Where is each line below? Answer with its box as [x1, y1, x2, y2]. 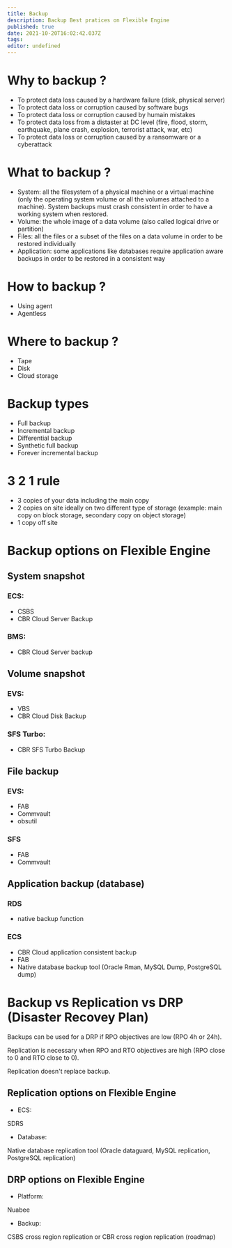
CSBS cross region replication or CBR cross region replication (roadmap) [7, 1233, 216, 1241]
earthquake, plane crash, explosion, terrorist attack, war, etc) [17, 125, 193, 133]
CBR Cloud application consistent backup [17, 948, 137, 956]
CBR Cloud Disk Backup [17, 712, 86, 720]
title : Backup [7, 10, 49, 17]
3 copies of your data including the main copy [17, 496, 150, 504]
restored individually [17, 239, 77, 248]
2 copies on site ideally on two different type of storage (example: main [17, 503, 222, 512]
